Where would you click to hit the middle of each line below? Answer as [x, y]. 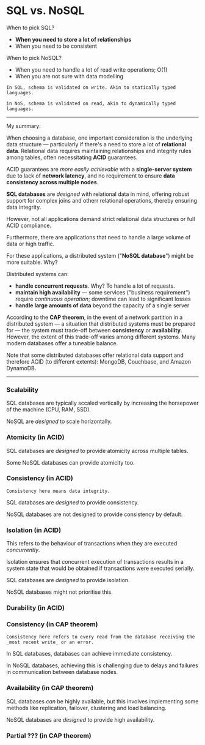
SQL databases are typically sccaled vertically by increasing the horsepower [103, 403]
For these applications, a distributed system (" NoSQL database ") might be [100, 255]
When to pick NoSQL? [34, 58]
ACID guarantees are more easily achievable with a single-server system [99, 169]
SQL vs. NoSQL [45, 11]
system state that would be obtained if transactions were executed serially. [100, 568]
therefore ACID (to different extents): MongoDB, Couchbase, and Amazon [99, 361]
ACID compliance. [29, 225]
